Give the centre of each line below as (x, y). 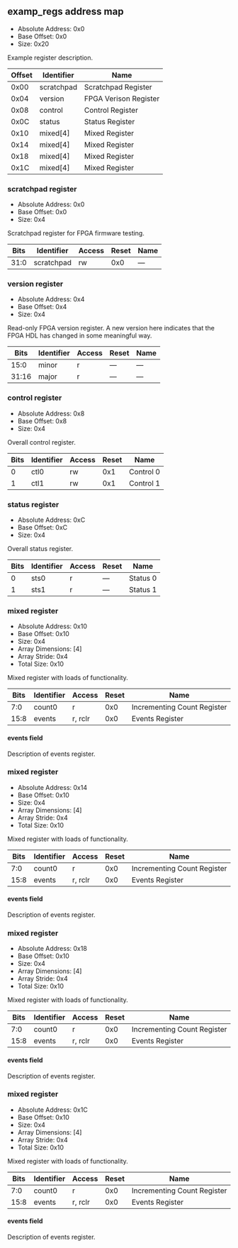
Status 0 (143, 578)
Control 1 (144, 483)
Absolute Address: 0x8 (51, 413)
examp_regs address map (66, 12)
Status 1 (143, 590)
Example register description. (50, 57)
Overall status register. (40, 548)
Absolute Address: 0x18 (52, 949)
